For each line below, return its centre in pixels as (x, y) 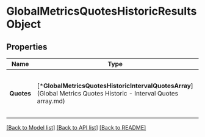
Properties (27, 47)
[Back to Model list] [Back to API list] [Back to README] (76, 128)
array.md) (51, 101)
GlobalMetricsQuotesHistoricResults (102, 11)
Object (24, 24)
